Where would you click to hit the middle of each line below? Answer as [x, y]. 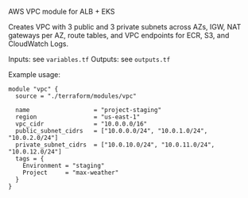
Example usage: [35, 74]
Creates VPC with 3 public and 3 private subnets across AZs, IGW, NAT [125, 27]
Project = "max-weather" [71, 173]
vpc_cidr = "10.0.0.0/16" [81, 124]
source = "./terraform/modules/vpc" [76, 96]
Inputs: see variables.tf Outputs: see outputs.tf [89, 59]
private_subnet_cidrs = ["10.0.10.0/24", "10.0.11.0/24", [115, 145]
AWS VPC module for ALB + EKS [62, 12]
